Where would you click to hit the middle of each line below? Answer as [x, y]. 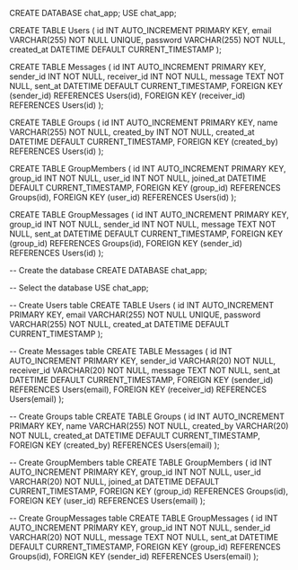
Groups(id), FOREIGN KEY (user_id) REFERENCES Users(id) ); [123, 197]
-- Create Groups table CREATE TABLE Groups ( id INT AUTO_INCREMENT [147, 416]
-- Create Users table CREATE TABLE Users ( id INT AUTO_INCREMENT [142, 305]
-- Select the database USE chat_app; [79, 288]
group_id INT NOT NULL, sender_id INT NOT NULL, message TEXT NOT [143, 224]
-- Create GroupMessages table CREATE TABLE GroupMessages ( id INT [144, 518]
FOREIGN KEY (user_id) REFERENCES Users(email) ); [108, 501]
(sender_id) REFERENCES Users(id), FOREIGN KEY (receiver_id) [127, 95]
